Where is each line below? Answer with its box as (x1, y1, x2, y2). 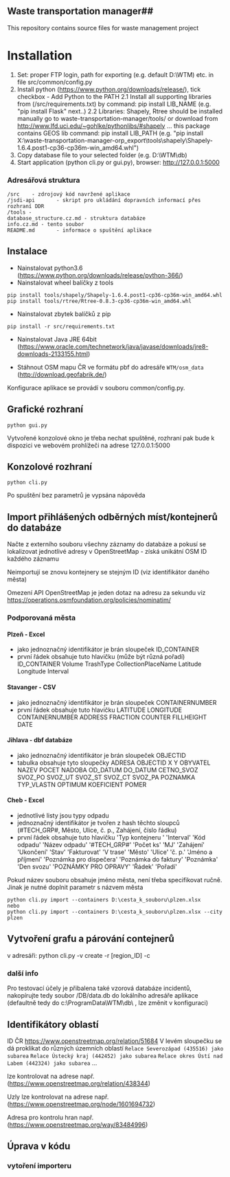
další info (7, 968, 39, 978)
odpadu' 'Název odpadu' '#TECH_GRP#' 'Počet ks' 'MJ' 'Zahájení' (16, 841, 205, 849)
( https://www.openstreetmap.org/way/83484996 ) (7, 1120, 148, 1129)
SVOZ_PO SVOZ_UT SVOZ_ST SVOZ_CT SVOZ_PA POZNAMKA (16, 773, 196, 781)
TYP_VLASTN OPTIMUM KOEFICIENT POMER (16, 780, 147, 789)
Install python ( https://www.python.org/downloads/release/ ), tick (16, 85, 201, 93)
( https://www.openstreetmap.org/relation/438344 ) (7, 1079, 151, 1088)
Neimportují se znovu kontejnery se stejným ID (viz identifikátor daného (7, 568, 209, 576)
